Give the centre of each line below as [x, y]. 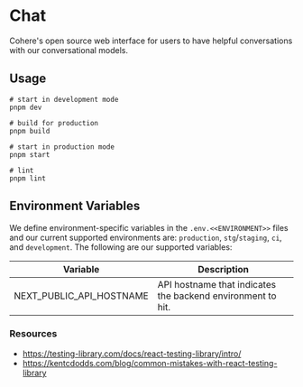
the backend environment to [217, 296]
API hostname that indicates [217, 284]
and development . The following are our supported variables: [121, 247]
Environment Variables [75, 206]
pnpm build [30, 131]
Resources [33, 334]
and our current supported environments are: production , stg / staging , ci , [146, 237]
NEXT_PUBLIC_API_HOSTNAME [81, 296]
